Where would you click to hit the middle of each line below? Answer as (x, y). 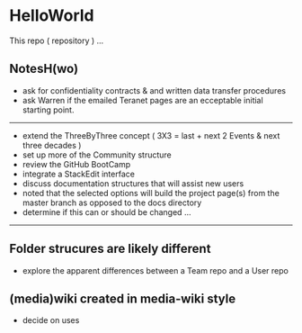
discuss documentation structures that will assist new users (133, 183)
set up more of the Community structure (97, 155)
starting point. (48, 110)
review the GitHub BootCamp (76, 164)
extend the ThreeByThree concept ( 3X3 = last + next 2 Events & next (151, 135)
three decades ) (52, 145)
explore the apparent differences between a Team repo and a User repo (155, 270)
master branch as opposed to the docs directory (112, 202)
